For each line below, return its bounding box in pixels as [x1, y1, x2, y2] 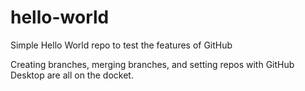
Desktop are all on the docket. [10, 69, 134, 81]
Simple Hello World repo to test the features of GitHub [10, 39, 233, 51]
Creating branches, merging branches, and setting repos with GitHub [10, 58, 295, 70]
